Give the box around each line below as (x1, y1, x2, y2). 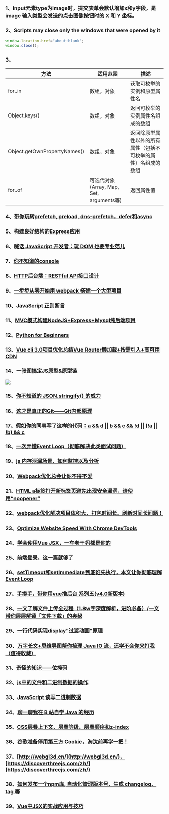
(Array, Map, (89, 183, 119, 190)
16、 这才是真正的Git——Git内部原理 (5, 407, 92, 414)
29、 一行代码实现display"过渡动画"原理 (5, 627, 103, 634)
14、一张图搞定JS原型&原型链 (5, 367, 78, 374)
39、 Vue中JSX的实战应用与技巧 (5, 803, 84, 810)
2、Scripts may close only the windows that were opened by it (5, 27, 161, 34)
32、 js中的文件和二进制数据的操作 (5, 679, 89, 686)
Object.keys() (8, 112, 40, 119)
